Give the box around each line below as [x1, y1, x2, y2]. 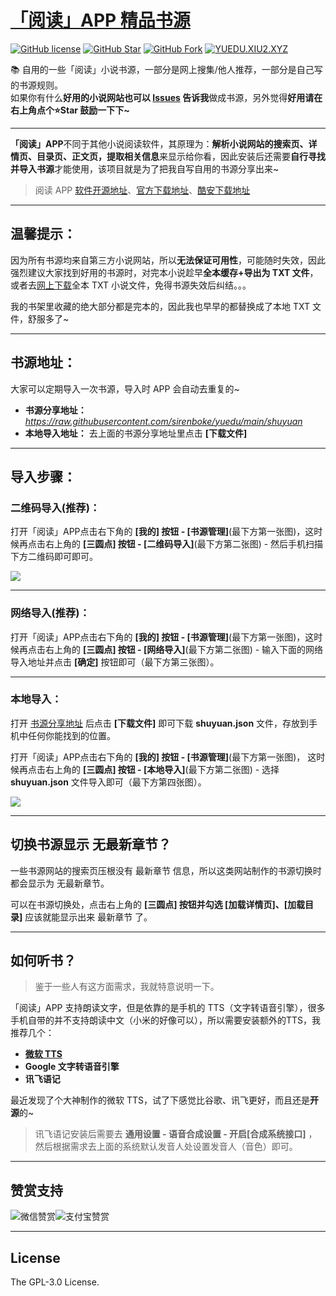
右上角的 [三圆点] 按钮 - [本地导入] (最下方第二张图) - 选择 [44, 763, 280, 775]
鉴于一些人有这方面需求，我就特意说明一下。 [34, 981, 220, 993]
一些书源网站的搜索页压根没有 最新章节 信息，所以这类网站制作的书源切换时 [10, 864, 322, 876]
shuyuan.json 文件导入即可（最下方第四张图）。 [10, 776, 207, 788]
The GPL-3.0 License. [10, 1276, 100, 1288]
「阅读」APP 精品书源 [10, 9, 191, 32]
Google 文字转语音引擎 [24, 1061, 120, 1073]
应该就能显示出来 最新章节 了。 [24, 911, 153, 923]
